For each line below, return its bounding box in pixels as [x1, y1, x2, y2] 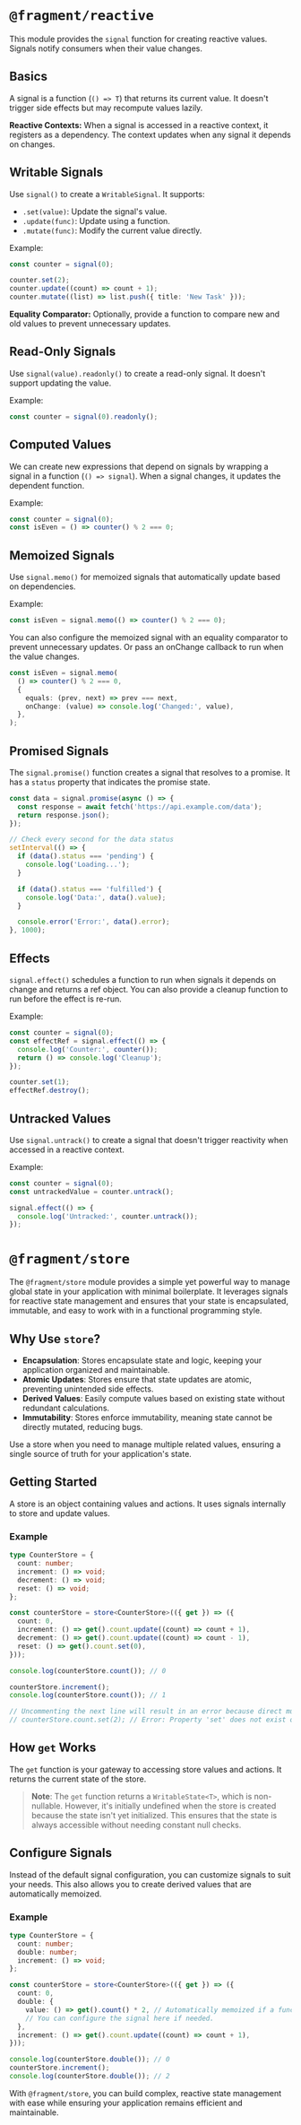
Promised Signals [9, 743, 109, 759]
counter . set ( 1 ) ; [9, 1078, 70, 1087]
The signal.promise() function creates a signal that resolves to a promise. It [9, 767, 291, 777]
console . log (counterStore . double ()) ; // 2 [9, 2072, 170, 2081]
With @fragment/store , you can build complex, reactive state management [9, 2087, 282, 2098]
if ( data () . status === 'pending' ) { [17, 852, 154, 861]
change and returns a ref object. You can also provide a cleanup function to [9, 984, 288, 994]
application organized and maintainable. [21, 1365, 170, 1375]
